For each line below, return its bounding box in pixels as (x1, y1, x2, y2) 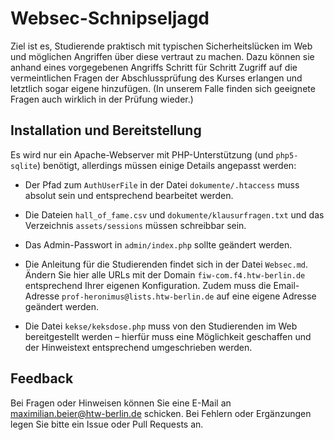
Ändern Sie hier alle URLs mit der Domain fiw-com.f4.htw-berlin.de (24, 268, 306, 281)
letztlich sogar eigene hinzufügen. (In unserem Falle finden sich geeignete (10, 82, 316, 94)
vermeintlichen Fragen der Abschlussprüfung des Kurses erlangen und (10, 72, 303, 84)
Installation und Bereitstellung (10, 122, 202, 139)
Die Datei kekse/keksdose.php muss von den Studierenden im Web (24, 320, 298, 332)
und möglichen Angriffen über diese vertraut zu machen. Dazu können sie (10, 50, 315, 62)
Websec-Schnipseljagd (10, 7, 210, 30)
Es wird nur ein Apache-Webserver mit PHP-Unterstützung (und (10, 148, 274, 161)
